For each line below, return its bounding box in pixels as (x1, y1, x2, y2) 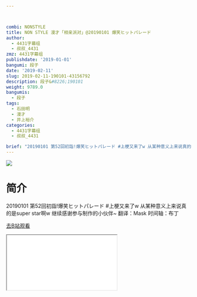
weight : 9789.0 (6, 84, 43, 90)
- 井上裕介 (11, 117, 35, 123)
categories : (6, 122, 35, 128)
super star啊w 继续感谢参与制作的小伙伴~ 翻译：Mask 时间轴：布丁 (16, 210, 179, 217)
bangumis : (6, 89, 30, 96)
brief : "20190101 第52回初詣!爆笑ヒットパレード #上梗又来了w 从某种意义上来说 (6, 144, 183, 150)
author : (6, 35, 25, 41)
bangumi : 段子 (6, 62, 39, 68)
